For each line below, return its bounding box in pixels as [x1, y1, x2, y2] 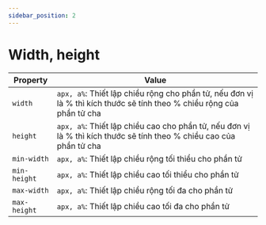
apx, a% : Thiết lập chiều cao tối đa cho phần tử [56, 200, 230, 212]
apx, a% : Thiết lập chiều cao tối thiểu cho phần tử [56, 169, 239, 180]
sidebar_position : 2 [8, 11, 77, 20]
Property [13, 74, 48, 86]
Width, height [8, 45, 101, 63]
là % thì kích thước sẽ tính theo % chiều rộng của [56, 97, 239, 109]
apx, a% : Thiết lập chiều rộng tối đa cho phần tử [56, 185, 234, 196]
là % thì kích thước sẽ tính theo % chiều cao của [56, 130, 236, 141]
